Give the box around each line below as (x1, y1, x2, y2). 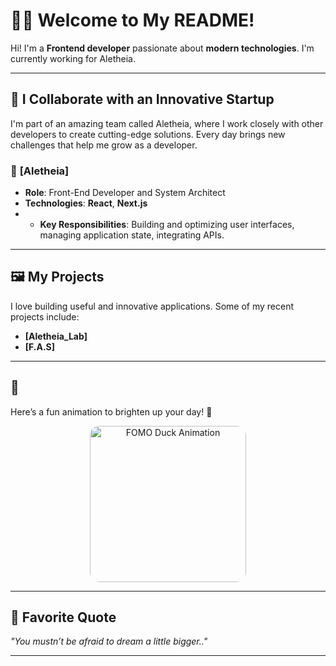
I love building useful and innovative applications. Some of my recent (10, 300, 295, 312)
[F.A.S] (24, 340, 56, 353)
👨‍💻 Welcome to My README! (10, 9, 255, 32)
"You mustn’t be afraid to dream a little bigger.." (10, 635, 208, 648)
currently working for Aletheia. (10, 52, 136, 64)
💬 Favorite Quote (10, 609, 117, 626)
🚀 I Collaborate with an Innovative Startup (10, 91, 275, 108)
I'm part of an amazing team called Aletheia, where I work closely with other (10, 117, 324, 129)
